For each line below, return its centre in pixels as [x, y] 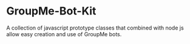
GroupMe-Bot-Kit [51, 11]
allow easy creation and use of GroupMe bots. [64, 34]
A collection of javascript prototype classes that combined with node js [95, 28]
